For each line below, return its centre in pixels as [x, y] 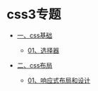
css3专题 [34, 14]
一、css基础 [34, 35]
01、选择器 [43, 50]
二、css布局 [34, 65]
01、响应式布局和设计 [59, 80]
